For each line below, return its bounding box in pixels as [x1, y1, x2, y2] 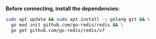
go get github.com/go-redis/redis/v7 [11, 27, 105, 33]
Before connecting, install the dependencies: [5, 5, 120, 12]
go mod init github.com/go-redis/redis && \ [11, 22, 124, 28]
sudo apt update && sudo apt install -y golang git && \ [5, 17, 151, 22]
